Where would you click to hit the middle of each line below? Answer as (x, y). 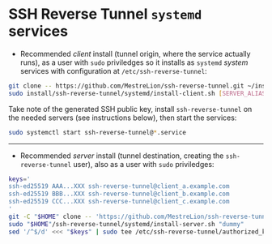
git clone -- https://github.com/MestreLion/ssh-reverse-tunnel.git (126, 86)
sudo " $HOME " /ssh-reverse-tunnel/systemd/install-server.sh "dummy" (126, 224)
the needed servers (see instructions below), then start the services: (123, 118)
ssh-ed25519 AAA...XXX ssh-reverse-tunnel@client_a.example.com (119, 186)
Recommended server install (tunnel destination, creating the (122, 156)
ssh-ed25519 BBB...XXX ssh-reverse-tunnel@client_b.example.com (119, 194)
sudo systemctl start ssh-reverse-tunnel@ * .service (97, 132)
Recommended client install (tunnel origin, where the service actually (135, 54)
